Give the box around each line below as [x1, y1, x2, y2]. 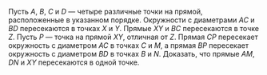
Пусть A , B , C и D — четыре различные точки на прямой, [8, 7, 203, 16]
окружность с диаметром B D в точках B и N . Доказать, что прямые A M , [8, 49, 255, 58]
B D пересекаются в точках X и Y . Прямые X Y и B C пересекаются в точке [8, 24, 260, 33]
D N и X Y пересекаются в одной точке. [8, 57, 140, 67]
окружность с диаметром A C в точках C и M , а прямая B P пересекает [8, 41, 249, 50]
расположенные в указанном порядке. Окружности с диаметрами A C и [8, 15, 255, 25]
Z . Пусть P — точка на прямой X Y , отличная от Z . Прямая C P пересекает [8, 32, 258, 41]
